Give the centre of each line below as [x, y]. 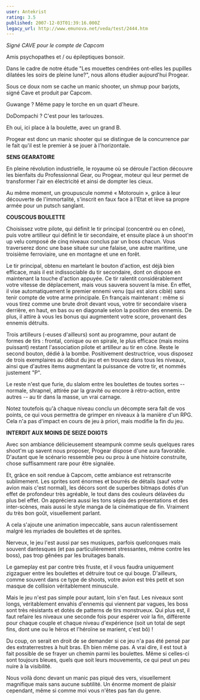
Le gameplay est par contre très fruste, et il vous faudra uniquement [90, 567]
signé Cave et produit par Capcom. [49, 93]
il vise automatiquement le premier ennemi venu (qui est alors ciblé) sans [96, 291]
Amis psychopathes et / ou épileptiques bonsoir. [66, 57]
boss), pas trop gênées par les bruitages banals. [66, 555]
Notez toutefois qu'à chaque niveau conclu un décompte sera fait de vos [96, 409]
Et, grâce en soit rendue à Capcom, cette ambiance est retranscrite [89, 475]
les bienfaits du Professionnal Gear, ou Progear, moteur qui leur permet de [98, 175]
